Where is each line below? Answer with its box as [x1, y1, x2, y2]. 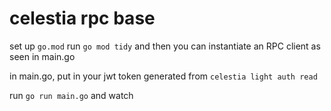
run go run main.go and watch [9, 89, 134, 101]
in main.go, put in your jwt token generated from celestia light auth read [9, 70, 318, 82]
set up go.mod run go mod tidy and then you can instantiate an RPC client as [9, 40, 321, 52]
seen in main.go [9, 50, 76, 62]
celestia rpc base [9, 7, 156, 30]
